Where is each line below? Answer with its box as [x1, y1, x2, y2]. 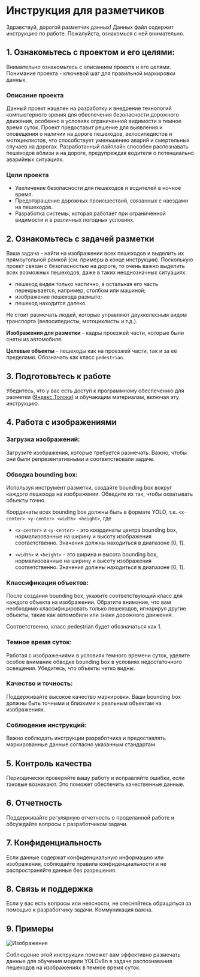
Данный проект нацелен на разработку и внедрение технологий [6, 105, 172, 112]
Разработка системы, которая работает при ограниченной [14, 210, 166, 217]
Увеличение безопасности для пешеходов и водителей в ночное [14, 184, 181, 192]
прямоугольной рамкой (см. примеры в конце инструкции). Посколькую [6, 256, 193, 263]
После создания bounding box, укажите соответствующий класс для [6, 592, 183, 600]
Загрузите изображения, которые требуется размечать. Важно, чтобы [6, 449, 187, 456]
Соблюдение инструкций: [6, 720, 87, 729]
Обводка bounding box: [6, 470, 78, 478]
